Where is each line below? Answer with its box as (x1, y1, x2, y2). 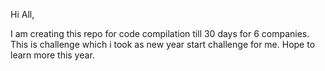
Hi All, (10, 9, 35, 20)
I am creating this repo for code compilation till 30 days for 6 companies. (10, 28, 310, 39)
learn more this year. (10, 49, 95, 61)
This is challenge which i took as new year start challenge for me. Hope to (10, 39, 316, 50)
